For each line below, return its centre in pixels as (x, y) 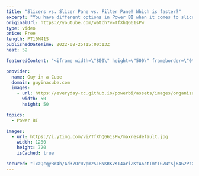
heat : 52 (17, 50)
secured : (17, 164)
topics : (16, 115)
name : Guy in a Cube (37, 77)
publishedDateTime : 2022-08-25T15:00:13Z (58, 45)
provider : (18, 71)
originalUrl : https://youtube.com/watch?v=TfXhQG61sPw (75, 22)
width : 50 (34, 99)
